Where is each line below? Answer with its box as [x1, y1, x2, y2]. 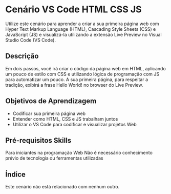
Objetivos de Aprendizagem [5, 96, 97, 106]
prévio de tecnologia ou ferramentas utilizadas [5, 155, 103, 161]
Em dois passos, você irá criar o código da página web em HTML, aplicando [5, 65, 166, 71]
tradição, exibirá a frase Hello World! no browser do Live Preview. [5, 82, 143, 88]
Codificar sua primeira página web [12, 110, 86, 117]
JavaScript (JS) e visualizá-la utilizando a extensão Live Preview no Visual [5, 31, 162, 37]
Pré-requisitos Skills [5, 136, 72, 145]
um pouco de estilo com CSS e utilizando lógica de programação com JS [5, 71, 160, 77]
